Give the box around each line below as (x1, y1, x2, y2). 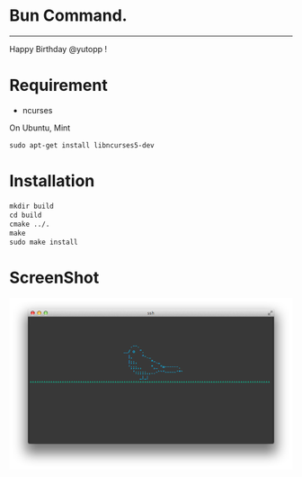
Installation (9, 171, 95, 192)
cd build (9, 211, 42, 220)
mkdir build (9, 202, 54, 211)
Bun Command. (9, 5, 128, 26)
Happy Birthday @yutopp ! (9, 43, 108, 54)
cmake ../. (9, 220, 50, 229)
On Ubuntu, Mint (9, 122, 71, 133)
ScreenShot (9, 267, 100, 288)
